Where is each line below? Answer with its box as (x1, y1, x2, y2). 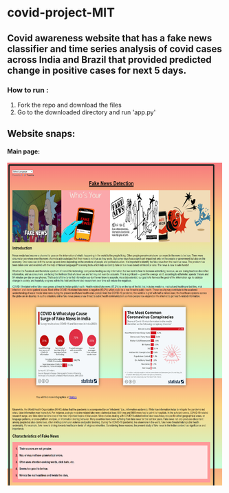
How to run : (7, 85, 49, 94)
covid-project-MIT (7, 5, 116, 21)
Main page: (7, 147, 40, 156)
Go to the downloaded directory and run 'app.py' (17, 108, 156, 116)
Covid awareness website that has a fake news (7, 32, 212, 44)
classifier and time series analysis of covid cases (7, 43, 222, 54)
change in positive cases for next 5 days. (7, 64, 187, 76)
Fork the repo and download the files (17, 101, 122, 109)
